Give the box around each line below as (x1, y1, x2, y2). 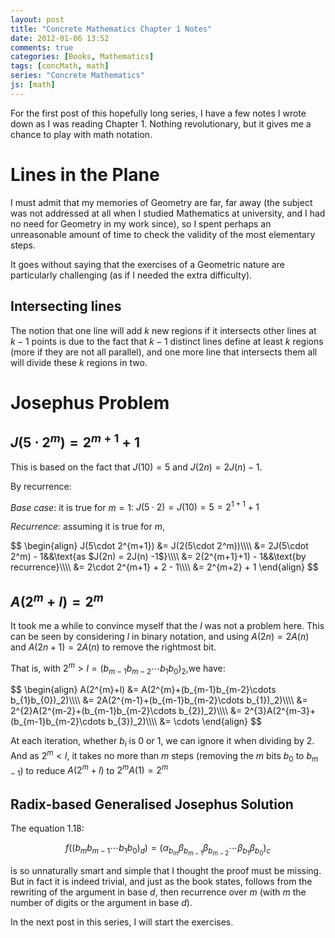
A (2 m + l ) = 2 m (10, 590, 104, 610)
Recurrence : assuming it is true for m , (10, 521, 165, 533)
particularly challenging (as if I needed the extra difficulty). (10, 269, 253, 281)
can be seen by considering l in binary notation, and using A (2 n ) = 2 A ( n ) (10, 630, 310, 642)
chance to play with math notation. (10, 128, 153, 140)
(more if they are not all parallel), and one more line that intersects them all (10, 346, 318, 358)
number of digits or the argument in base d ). (10, 897, 193, 909)
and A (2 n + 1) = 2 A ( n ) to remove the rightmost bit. (10, 641, 217, 653)
